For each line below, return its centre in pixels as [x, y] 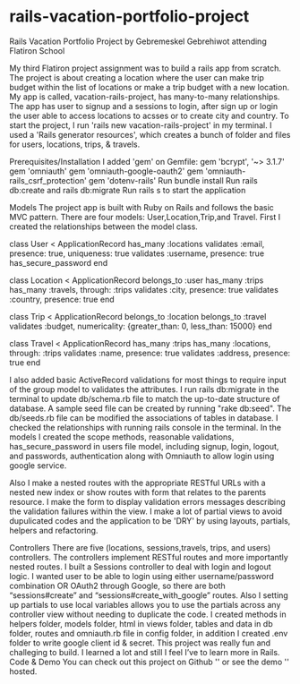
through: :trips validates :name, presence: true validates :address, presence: [150, 353]
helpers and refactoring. [54, 530]
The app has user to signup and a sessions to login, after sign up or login [144, 106]
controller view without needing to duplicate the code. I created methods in [148, 614]
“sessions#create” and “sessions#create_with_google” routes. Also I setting [149, 595]
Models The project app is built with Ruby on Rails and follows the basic [142, 207]
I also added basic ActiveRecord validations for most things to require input [148, 380]
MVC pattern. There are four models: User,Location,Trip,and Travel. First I [145, 217]
